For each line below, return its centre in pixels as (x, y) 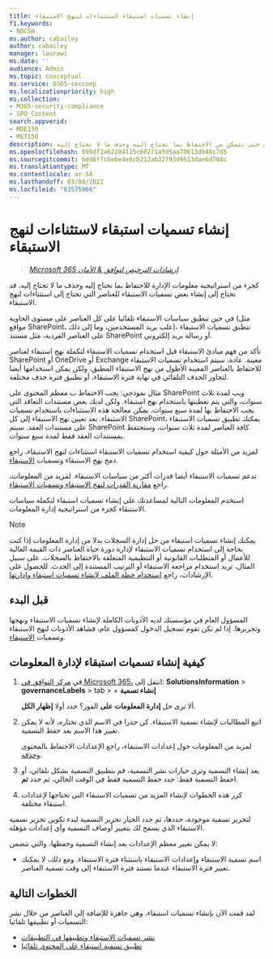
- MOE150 (24, 129)
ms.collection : (35, 99)
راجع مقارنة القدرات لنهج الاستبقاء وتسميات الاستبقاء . (89, 484)
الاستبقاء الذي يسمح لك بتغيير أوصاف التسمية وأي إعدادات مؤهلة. (107, 828)
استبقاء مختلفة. (44, 803)
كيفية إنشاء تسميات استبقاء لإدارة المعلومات (107, 662)
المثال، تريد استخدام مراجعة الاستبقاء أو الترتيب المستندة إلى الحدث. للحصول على (132, 566)
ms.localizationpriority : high (62, 91)
